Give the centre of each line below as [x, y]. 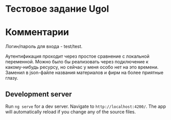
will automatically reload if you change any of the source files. [71, 112]
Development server [39, 94]
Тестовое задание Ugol [57, 9]
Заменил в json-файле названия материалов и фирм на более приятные [84, 73]
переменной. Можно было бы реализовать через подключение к [77, 62]
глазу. [12, 78]
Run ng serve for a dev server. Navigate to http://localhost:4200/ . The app [86, 106]
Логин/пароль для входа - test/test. [44, 46]
